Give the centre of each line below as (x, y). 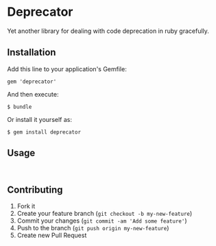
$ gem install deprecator (44, 132)
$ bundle (20, 107)
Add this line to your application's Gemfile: (67, 69)
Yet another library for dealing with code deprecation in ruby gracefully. (108, 31)
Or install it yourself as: (39, 119)
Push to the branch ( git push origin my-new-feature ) (93, 228)
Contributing (35, 189)
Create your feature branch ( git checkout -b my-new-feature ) (105, 214)
